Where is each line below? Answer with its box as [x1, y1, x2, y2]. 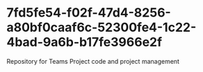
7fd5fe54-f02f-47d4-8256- [6, 5, 171, 21]
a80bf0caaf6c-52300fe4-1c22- [6, 19, 197, 35]
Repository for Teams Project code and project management [6, 57, 180, 65]
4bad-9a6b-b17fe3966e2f [6, 35, 163, 50]
